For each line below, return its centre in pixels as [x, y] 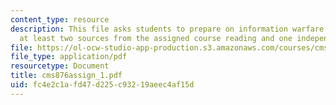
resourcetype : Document [60, 66]
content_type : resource [60, 19]
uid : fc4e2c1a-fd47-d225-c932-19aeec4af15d [102, 85]
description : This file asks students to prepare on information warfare [167, 29]
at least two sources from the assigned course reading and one [156, 38]
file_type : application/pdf [69, 57]
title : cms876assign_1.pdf [66, 76]
